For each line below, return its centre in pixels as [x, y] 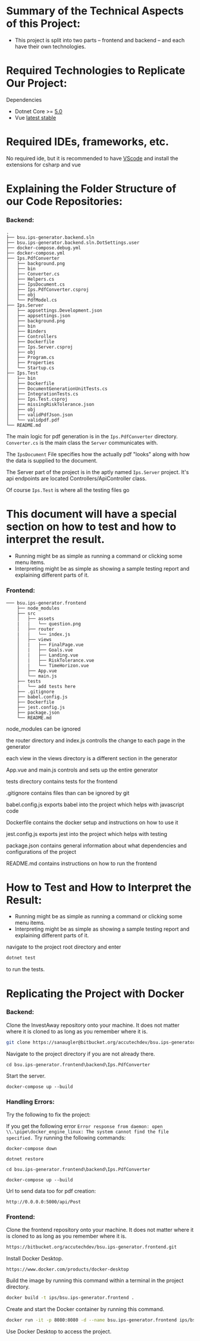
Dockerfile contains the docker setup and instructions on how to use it [92, 822]
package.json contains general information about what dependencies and [97, 846]
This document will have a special [92, 514]
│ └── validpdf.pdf [33, 420]
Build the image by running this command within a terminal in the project [95, 1281]
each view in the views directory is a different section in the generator [92, 758]
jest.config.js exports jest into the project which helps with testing [87, 834]
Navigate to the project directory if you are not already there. [81, 1054]
